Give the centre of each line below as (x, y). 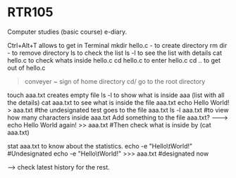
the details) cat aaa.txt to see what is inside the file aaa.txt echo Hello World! (118, 102)
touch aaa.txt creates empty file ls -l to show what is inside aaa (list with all (116, 95)
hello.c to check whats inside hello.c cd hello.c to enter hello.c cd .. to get (114, 60)
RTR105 (30, 12)
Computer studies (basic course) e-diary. (67, 32)
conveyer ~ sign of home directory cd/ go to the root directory (115, 81)
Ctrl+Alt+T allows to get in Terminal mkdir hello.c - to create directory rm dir (117, 45)
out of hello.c (26, 68)
